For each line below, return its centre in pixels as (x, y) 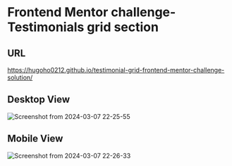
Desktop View (39, 100)
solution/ (20, 77)
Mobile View (35, 139)
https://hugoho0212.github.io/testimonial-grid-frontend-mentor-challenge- (116, 70)
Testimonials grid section (83, 27)
